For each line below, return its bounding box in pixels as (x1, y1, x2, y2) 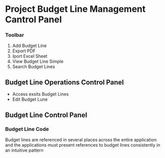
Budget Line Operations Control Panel (5, 78, 124, 86)
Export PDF (12, 48, 36, 54)
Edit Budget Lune (12, 96, 48, 102)
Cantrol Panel (5, 14, 62, 25)
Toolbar (5, 32, 24, 39)
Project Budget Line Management (5, 3, 146, 15)
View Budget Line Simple (12, 58, 63, 65)
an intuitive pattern (5, 147, 44, 153)
